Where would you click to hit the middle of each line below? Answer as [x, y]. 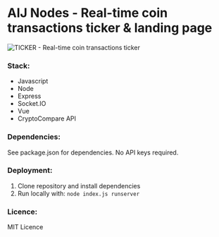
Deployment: [30, 171]
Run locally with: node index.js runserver [79, 193]
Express [29, 96]
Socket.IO [32, 104]
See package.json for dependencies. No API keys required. [93, 152]
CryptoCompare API [46, 119]
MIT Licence [25, 227]
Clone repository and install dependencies [79, 186]
